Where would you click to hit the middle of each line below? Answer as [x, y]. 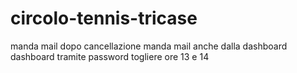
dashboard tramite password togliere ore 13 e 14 [110, 56]
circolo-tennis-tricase [104, 18]
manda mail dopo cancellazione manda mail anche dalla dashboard [149, 46]
